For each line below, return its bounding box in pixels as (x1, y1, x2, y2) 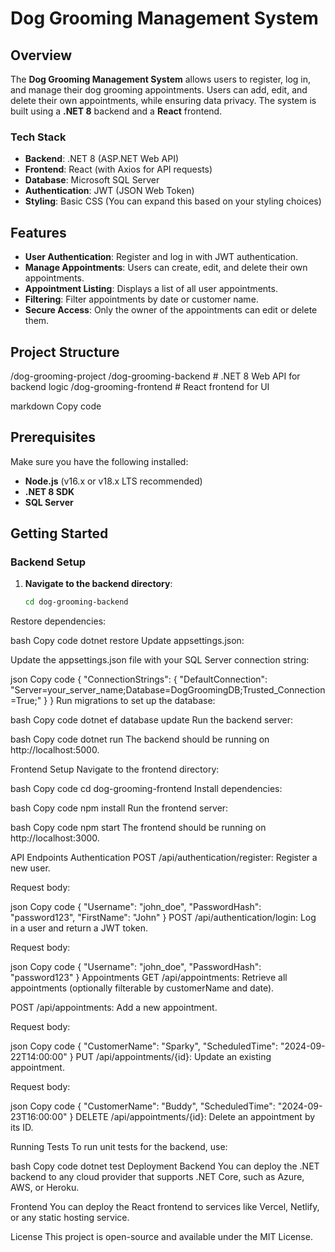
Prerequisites (10, 429, 96, 446)
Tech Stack (10, 130, 67, 144)
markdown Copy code (10, 400, 102, 412)
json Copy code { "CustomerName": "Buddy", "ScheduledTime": (10, 1100, 276, 1112)
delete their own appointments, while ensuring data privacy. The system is (10, 95, 317, 106)
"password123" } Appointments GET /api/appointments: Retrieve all (10, 972, 288, 984)
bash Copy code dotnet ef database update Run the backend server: (10, 714, 294, 726)
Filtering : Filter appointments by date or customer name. (24, 293, 259, 306)
